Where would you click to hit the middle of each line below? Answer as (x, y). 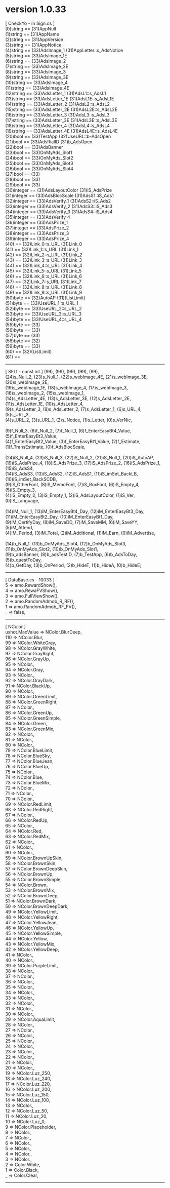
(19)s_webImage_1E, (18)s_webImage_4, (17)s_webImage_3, (67, 387)
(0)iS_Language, (22, 500)
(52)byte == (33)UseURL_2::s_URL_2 (44, 308)
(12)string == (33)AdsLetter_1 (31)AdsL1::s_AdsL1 (56, 93)
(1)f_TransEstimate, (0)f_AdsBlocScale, (46, 447)
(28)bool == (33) (23, 179)
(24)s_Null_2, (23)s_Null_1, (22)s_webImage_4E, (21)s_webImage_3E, (77, 377)
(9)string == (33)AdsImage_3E (37, 77)
